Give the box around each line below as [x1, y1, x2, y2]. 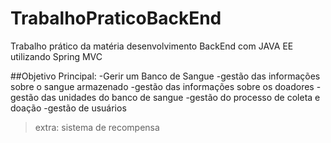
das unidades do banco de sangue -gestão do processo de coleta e [40, 91, 321, 103]
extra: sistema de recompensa [34, 121, 160, 133]
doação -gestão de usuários [10, 102, 127, 114]
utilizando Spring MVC [10, 50, 103, 62]
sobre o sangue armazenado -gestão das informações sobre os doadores [10, 80, 315, 92]
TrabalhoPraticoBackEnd [10, 7, 222, 30]
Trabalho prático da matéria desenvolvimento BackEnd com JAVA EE [10, 40, 294, 52]
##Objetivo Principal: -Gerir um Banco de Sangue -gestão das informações [10, 70, 321, 82]
